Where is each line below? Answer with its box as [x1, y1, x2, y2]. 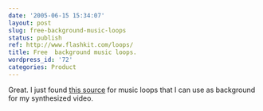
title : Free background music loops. [8, 48, 137, 56]
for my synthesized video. [8, 93, 94, 103]
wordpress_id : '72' [8, 56, 73, 64]
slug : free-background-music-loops [8, 26, 127, 34]
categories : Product [8, 63, 77, 71]
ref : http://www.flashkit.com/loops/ [8, 41, 134, 49]
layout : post [8, 19, 52, 27]
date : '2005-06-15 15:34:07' [8, 11, 105, 20]
